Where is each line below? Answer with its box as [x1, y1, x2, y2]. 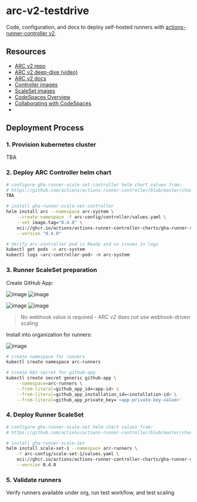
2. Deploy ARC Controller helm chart [6, 168, 112, 177]
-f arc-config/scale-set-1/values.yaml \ [16, 451, 119, 457]
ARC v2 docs [14, 74, 47, 82]
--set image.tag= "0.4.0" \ [16, 219, 83, 225]
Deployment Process [6, 123, 84, 133]
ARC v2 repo [14, 62, 46, 69]
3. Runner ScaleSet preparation [6, 266, 97, 274]
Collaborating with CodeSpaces [14, 100, 92, 107]
